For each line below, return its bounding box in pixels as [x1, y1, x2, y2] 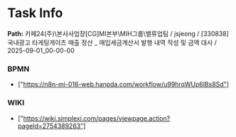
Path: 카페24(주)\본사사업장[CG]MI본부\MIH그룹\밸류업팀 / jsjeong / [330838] [7, 29, 230, 38]
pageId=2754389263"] [17, 121, 86, 130]
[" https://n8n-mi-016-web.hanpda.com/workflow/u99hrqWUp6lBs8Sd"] [17, 80, 230, 89]
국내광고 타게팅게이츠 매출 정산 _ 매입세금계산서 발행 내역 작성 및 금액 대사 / [7, 38, 217, 47]
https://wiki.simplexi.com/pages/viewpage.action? [23, 114, 171, 122]
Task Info [7, 5, 63, 21]
